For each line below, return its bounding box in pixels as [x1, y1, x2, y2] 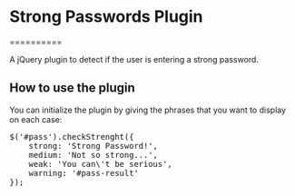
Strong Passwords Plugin [9, 6, 203, 27]
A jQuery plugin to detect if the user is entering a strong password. [9, 54, 259, 64]
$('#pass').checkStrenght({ [9, 132, 134, 142]
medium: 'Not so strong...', [28, 150, 159, 160]
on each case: [9, 113, 63, 124]
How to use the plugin [9, 80, 136, 96]
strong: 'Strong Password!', [28, 141, 159, 151]
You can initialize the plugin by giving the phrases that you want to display [9, 104, 287, 115]
